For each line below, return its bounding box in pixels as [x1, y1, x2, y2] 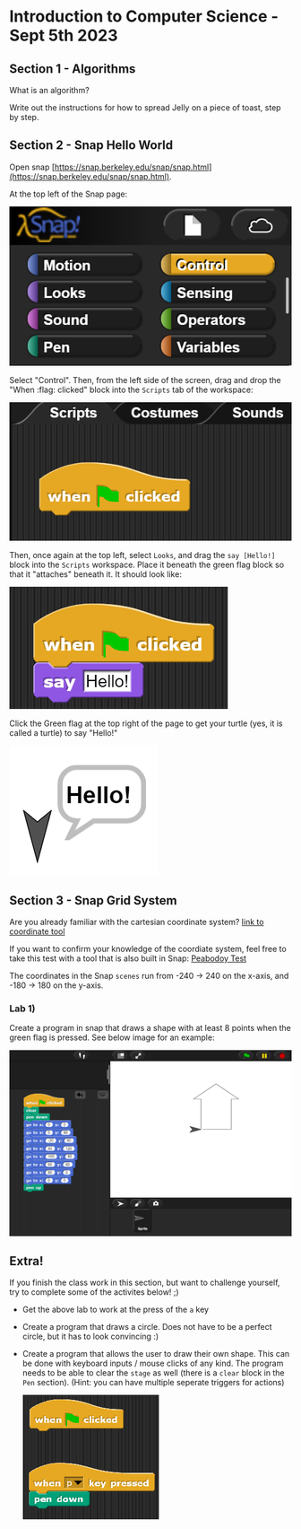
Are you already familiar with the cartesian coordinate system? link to [9, 917, 264, 928]
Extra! [9, 1254, 44, 1269]
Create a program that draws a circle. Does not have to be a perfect [21, 1322, 272, 1332]
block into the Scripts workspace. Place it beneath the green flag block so [9, 559, 285, 571]
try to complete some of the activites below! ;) [9, 1287, 179, 1297]
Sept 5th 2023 [9, 25, 118, 46]
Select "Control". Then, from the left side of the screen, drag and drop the [9, 374, 281, 385]
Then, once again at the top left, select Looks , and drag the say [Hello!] [9, 550, 276, 561]
